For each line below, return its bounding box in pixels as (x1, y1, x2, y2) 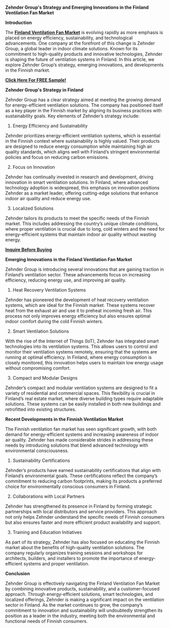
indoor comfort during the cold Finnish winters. (5, 319, 104, 324)
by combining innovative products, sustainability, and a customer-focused (5, 586, 160, 591)
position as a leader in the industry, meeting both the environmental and (5, 613, 155, 619)
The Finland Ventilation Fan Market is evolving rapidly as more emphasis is (5, 29, 163, 35)
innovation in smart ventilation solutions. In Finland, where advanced (5, 179, 148, 185)
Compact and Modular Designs (12, 375, 78, 381)
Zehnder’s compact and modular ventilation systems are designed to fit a (5, 385, 158, 391)
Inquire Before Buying (5, 246, 52, 253)
